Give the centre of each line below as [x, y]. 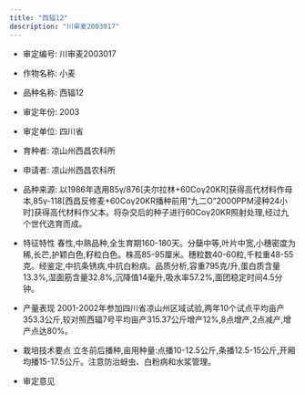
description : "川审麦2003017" [65, 26]
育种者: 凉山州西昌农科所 [69, 151]
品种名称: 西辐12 [53, 92]
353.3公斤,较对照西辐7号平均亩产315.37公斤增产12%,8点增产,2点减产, [153, 319]
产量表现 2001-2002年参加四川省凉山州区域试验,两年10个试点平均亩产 [153, 307]
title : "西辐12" [39, 18]
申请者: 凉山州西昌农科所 [69, 170]
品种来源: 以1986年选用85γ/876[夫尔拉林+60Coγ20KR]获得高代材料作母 [158, 189]
